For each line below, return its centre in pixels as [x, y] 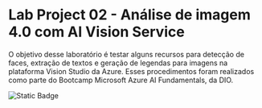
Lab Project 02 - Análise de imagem [129, 15]
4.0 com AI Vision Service [96, 32]
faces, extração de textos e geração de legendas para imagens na [118, 63]
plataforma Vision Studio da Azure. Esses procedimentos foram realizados [131, 71]
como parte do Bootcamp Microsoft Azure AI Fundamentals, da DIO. [121, 80]
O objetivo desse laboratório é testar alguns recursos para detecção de [127, 54]
